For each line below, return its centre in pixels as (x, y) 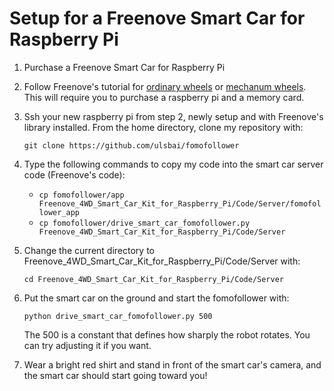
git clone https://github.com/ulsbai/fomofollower (131, 145)
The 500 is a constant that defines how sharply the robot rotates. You (167, 334)
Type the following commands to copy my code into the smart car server (173, 164)
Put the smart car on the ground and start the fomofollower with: (156, 298)
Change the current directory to (89, 250)
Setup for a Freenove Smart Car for (157, 18)
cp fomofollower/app (81, 195)
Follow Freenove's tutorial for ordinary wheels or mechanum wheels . (165, 86)
